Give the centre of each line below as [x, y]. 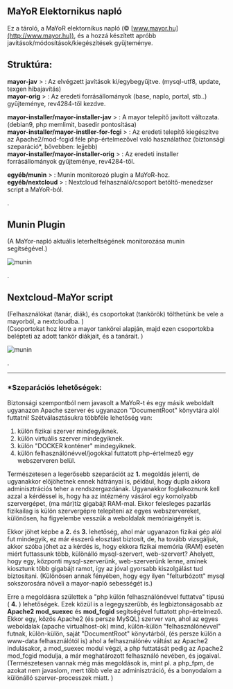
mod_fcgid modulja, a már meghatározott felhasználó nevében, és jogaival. [114, 656]
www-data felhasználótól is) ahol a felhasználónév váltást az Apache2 [107, 640]
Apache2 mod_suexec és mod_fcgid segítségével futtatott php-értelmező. [115, 611]
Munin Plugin [36, 225]
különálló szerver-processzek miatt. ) [60, 678]
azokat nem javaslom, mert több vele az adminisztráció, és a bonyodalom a [114, 670]
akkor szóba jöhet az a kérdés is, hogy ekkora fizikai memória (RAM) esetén [115, 546]
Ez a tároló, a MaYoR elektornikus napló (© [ [70, 28]
